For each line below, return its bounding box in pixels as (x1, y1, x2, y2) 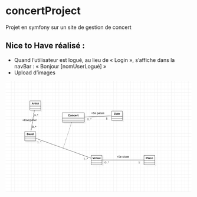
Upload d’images (14, 69, 55, 76)
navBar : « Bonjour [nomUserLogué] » (14, 63, 107, 70)
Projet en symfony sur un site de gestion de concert (5, 24, 132, 31)
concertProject (5, 4, 81, 18)
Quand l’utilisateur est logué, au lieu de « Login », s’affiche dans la (14, 56, 175, 63)
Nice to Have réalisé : (5, 41, 85, 51)
